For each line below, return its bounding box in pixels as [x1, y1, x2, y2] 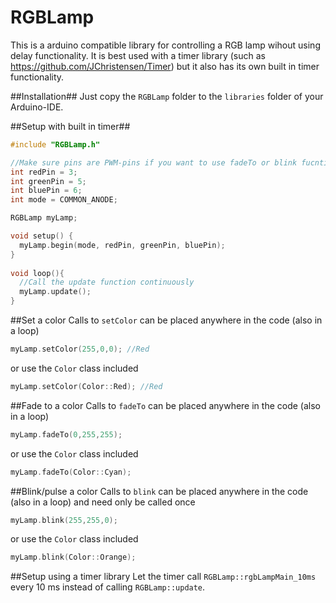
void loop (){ [10, 268, 65, 278]
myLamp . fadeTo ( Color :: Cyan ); [10, 467, 132, 477]
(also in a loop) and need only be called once [10, 496, 196, 508]
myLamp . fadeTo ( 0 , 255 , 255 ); [10, 429, 123, 440]
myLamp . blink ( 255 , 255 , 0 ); [10, 515, 118, 525]
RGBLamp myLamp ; [10, 213, 78, 223]
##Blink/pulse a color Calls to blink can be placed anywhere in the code [10, 485, 309, 497]
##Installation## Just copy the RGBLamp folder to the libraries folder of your [10, 90, 324, 102]
